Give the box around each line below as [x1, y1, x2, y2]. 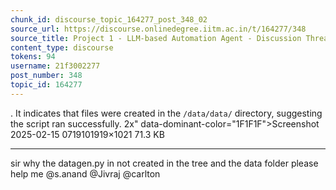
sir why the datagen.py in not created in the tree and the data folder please [10, 157, 319, 169]
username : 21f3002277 [10, 61, 101, 71]
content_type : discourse [10, 42, 114, 53]
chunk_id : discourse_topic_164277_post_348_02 [10, 14, 208, 25]
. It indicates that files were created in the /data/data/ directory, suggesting [10, 107, 323, 119]
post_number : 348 [10, 71, 83, 81]
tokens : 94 [10, 52, 56, 62]
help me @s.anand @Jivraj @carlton [10, 167, 161, 180]
